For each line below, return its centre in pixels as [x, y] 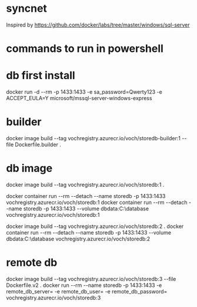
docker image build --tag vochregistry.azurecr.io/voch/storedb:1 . [85, 184]
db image [29, 168]
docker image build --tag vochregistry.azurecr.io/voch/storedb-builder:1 [94, 138]
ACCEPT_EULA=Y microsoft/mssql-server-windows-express [79, 98]
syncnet [26, 9]
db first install [41, 76]
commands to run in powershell [85, 49]
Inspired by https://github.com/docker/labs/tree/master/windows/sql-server [98, 25]
